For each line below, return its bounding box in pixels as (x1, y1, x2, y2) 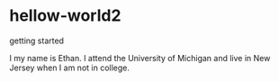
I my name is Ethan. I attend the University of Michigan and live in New (9, 52, 271, 63)
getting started (9, 35, 65, 46)
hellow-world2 (9, 5, 121, 26)
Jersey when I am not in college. (9, 62, 130, 73)
